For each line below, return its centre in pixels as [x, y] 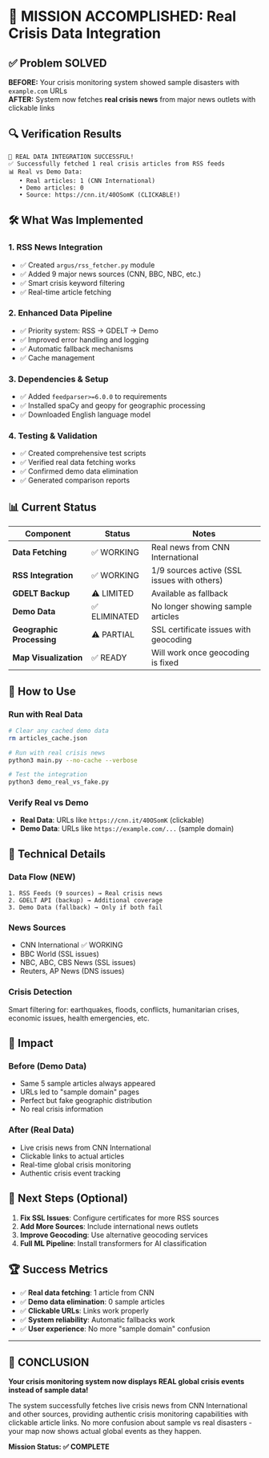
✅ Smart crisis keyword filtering [72, 283]
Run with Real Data [46, 714]
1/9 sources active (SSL [197, 571]
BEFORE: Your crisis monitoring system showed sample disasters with [124, 82]
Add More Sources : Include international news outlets [109, 1226]
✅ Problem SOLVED [58, 63]
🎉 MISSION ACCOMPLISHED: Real [122, 16]
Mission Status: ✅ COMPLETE [59, 1447]
